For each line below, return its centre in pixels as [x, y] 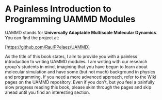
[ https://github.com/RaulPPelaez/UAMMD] [47, 47]
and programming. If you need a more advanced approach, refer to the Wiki [81, 77]
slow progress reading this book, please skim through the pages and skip [78, 87]
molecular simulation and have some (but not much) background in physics [80, 71]
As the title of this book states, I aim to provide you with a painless [71, 56]
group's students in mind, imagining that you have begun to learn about [76, 67]
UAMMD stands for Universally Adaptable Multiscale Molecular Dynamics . [81, 32]
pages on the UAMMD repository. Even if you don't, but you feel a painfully [80, 82]
